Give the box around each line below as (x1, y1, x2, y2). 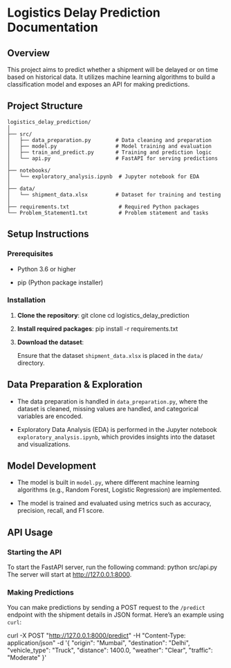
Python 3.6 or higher (17, 264, 76, 273)
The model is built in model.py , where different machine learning (17, 478, 200, 487)
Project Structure (7, 100, 83, 112)
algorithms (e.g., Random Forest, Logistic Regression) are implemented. (17, 486, 222, 494)
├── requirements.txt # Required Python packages (7, 203, 199, 210)
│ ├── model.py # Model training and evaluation (7, 143, 212, 150)
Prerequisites (7, 249, 53, 259)
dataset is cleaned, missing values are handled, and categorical (17, 404, 198, 413)
